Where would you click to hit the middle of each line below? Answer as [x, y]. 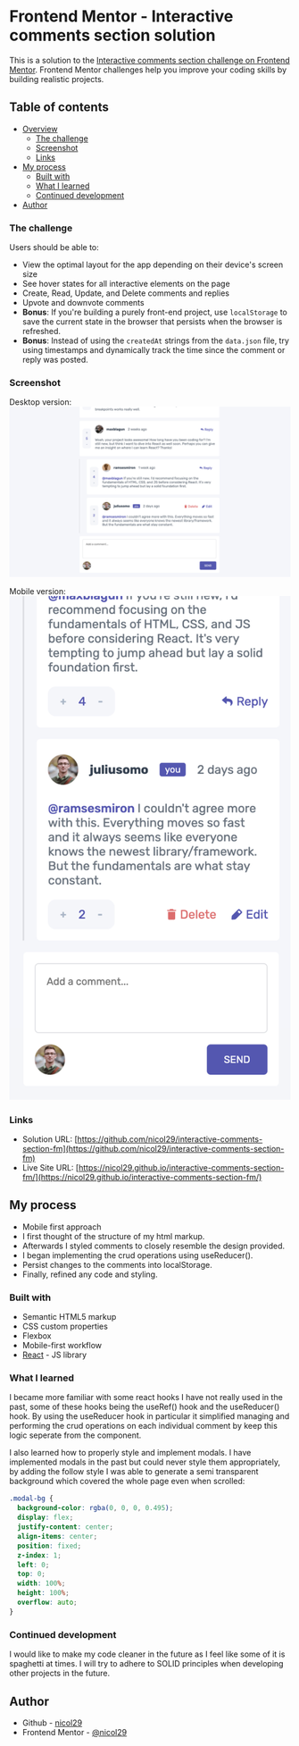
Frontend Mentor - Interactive [121, 17]
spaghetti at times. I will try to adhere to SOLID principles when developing [146, 1664]
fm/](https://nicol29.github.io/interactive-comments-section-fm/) [142, 1178]
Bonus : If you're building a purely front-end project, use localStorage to [155, 312]
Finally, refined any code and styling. [90, 1274]
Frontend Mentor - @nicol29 [75, 1732]
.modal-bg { [31, 1498]
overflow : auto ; [47, 1603]
